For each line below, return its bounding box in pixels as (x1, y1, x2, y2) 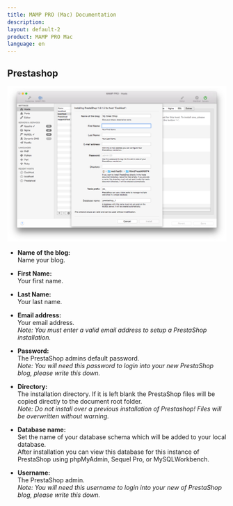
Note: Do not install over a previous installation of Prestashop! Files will (17, 404, 222, 413)
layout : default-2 (7, 26, 61, 33)
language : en (7, 40, 45, 48)
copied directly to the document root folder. (17, 397, 143, 405)
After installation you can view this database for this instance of (17, 448, 200, 456)
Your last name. (17, 297, 63, 306)
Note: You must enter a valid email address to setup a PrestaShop (17, 326, 207, 334)
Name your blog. (17, 255, 66, 264)
